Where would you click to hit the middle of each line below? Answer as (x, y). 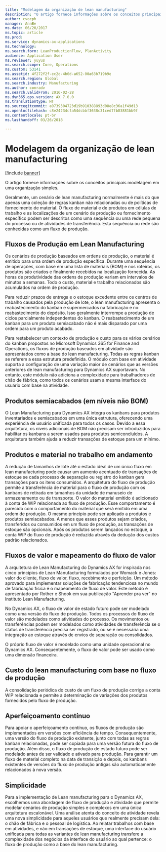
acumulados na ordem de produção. (42, 287)
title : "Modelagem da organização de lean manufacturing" (66, 10)
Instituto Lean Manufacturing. (35, 599)
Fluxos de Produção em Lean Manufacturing (75, 244)
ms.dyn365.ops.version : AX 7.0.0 (40, 97)
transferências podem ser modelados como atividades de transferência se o (83, 624)
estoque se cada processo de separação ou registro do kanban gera (75, 477)
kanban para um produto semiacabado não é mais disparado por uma (76, 324)
